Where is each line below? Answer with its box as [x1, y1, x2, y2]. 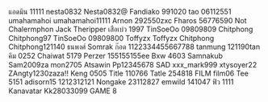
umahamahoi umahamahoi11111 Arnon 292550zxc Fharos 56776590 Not [8, 16, 248, 25]
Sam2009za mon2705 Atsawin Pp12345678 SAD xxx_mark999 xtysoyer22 [8, 60, 258, 69]
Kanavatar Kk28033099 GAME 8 [8, 86, 117, 96]
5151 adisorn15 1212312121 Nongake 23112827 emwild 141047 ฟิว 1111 [8, 77, 234, 87]
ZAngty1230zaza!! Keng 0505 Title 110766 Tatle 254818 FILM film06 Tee [8, 68, 249, 78]
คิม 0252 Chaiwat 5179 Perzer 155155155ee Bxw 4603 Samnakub [8, 51, 224, 60]
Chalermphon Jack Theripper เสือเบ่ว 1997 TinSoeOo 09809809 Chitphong [8, 24, 253, 34]
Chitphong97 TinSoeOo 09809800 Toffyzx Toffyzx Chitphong [8, 34, 215, 43]
